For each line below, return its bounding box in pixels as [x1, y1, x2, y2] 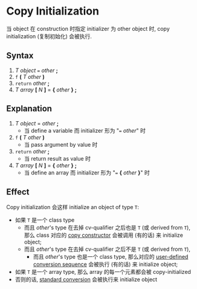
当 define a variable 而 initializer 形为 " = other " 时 [24, 127, 146, 134]
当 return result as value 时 [24, 154, 91, 162]
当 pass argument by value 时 [24, 141, 98, 148]
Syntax [6, 50, 34, 61]
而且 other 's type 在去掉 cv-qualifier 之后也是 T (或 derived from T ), [24, 224, 190, 231]
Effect [6, 187, 30, 197]
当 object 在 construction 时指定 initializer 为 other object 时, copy [6, 25, 170, 32]
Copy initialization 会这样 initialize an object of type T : [6, 204, 140, 211]
